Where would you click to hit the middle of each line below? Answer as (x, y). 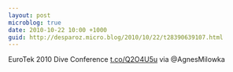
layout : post (30, 15)
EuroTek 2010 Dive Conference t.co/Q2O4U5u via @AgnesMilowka (117, 59)
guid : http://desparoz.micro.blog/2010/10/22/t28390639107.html (116, 37)
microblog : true (35, 23)
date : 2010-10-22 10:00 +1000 (58, 30)
